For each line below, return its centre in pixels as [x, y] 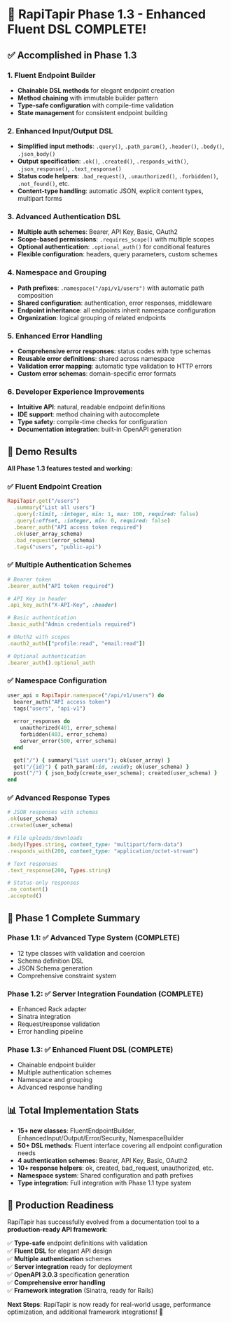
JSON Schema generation [55, 968]
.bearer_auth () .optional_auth [51, 663]
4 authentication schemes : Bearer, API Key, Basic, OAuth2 [102, 1161]
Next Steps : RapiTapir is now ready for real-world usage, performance [109, 1305]
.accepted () [24, 896]
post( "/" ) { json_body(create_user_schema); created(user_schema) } [115, 773]
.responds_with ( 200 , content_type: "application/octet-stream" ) [103, 851]
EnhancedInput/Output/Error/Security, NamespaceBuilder [100, 1138]
